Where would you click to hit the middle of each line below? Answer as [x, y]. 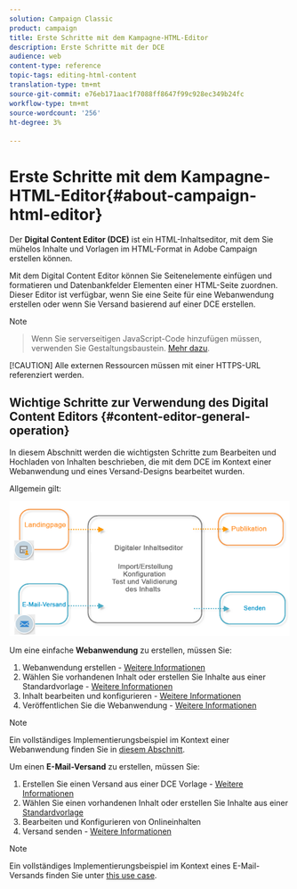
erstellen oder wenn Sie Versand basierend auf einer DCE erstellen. [132, 304]
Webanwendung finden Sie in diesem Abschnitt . [97, 750]
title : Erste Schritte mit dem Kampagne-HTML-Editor [109, 37]
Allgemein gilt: [36, 488]
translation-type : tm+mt [55, 85]
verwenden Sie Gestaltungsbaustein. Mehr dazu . [120, 349]
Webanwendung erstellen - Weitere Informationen [114, 668]
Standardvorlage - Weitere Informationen [97, 687]
